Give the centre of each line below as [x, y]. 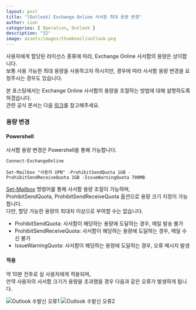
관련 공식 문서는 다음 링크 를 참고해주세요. [53, 105]
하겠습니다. [19, 98]
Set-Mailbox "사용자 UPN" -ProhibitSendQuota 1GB [66, 173]
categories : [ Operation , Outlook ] [51, 28]
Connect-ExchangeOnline [35, 161]
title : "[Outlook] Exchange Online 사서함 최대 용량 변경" [74, 17]
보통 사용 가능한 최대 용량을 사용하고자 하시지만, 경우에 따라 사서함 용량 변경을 [95, 71]
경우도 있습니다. [44, 78]
